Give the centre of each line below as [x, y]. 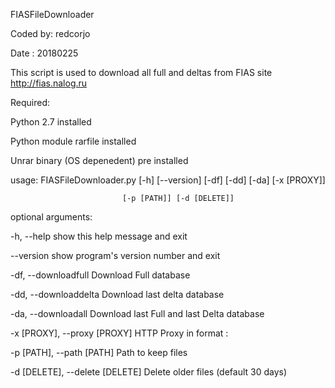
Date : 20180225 [44, 53]
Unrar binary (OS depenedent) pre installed [99, 160]
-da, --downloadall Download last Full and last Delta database [137, 313]
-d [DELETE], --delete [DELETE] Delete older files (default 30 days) [149, 372]
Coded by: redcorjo [50, 33]
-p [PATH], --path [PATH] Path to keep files [99, 352]
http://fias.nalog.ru [49, 83]
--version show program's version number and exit [115, 255]
